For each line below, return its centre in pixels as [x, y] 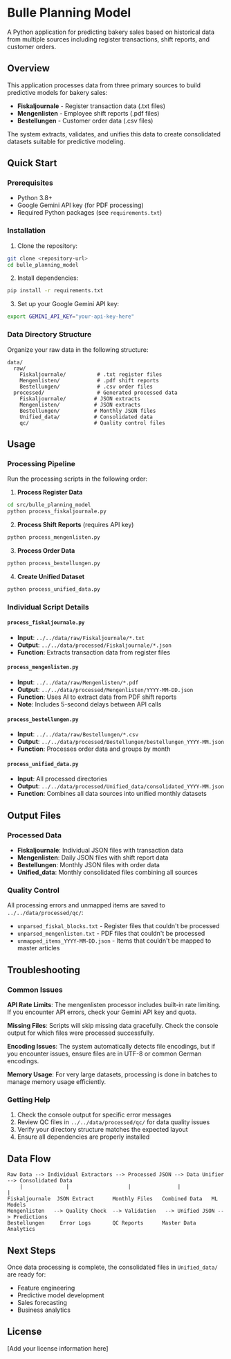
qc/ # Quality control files [93, 423]
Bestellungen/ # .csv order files [86, 387]
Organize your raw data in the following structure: [78, 349]
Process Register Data [50, 492]
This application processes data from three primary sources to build [104, 85]
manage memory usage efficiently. [57, 1082]
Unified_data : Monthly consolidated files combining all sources [108, 872]
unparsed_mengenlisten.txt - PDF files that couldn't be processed [111, 934]
